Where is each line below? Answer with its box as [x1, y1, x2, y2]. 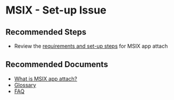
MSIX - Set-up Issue [5, 4, 107, 17]
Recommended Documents [5, 59, 108, 69]
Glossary [14, 81, 37, 88]
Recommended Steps [5, 27, 86, 37]
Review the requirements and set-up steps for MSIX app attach [14, 42, 168, 49]
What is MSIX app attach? [14, 75, 78, 82]
